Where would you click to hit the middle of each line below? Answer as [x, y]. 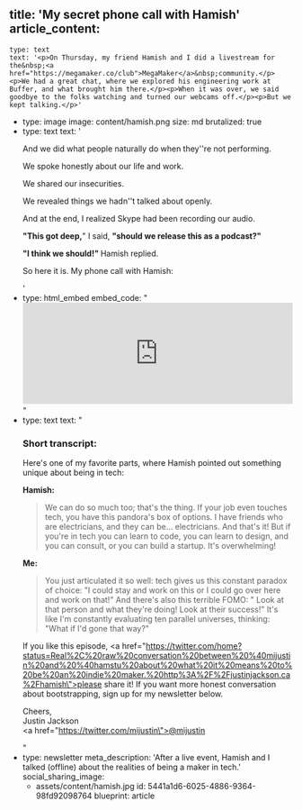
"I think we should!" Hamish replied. [90, 253]
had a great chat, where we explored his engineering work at [152, 81]
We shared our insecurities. [73, 183]
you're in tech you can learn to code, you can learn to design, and [167, 536]
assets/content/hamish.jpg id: [91, 787]
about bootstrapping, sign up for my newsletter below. [122, 694]
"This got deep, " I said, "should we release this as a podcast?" [142, 236]
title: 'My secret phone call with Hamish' [125, 15]
